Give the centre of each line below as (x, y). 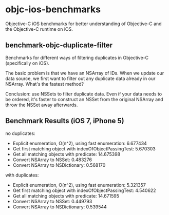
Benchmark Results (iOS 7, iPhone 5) (65, 121)
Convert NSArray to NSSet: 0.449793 (52, 201)
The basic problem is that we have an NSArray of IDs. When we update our (85, 73)
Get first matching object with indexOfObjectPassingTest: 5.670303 (84, 149)
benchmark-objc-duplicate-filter (59, 45)
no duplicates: (20, 133)
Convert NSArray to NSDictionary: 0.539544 (60, 207)
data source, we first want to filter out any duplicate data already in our (80, 79)
